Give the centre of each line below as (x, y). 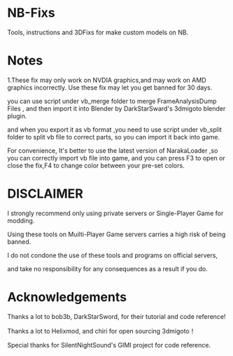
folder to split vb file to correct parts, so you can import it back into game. (114, 137)
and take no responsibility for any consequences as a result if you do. (108, 268)
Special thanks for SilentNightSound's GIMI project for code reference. (109, 345)
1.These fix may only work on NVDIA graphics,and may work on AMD (107, 80)
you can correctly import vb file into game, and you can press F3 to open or (116, 158)
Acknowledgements (67, 297)
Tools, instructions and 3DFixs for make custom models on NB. (98, 32)
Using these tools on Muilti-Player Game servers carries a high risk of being (116, 234)
